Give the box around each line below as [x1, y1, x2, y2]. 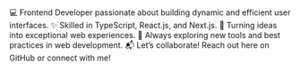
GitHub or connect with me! [9, 52, 111, 63]
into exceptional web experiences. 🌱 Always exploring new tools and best [9, 30, 280, 40]
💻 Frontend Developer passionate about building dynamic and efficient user [9, 7, 291, 18]
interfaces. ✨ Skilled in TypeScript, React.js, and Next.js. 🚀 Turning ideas [9, 20, 278, 30]
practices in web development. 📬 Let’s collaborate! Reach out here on [9, 40, 270, 51]
